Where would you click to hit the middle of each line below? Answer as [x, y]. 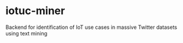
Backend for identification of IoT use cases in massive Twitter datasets [91, 27]
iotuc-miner [35, 11]
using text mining [27, 33]
